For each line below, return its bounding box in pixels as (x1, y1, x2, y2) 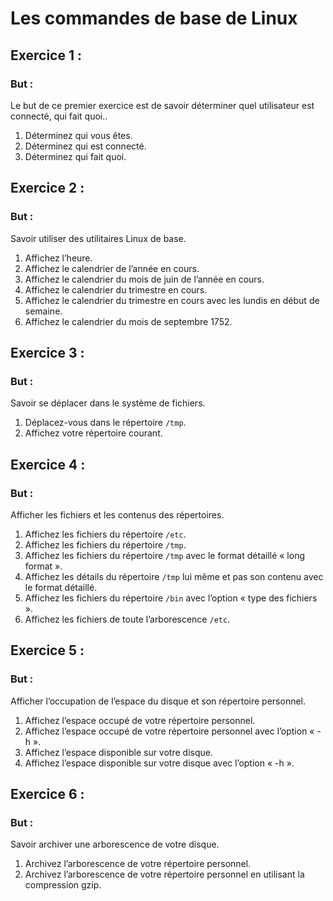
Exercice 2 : (10, 180, 85, 197)
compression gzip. (24, 879, 102, 891)
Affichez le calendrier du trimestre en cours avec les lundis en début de (24, 294, 320, 306)
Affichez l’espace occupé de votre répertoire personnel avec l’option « (24, 725, 315, 737)
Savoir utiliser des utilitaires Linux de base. (10, 232, 187, 244)
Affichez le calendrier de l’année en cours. (24, 262, 200, 274)
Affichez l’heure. (24, 252, 93, 264)
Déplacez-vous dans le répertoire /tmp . (24, 417, 187, 429)
